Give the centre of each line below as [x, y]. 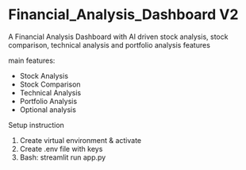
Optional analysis [48, 110]
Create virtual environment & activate [81, 140]
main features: [32, 60]
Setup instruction [37, 125]
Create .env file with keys [61, 149]
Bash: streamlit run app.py [63, 157]
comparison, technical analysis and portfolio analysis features [109, 44]
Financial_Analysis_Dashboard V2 [123, 15]
